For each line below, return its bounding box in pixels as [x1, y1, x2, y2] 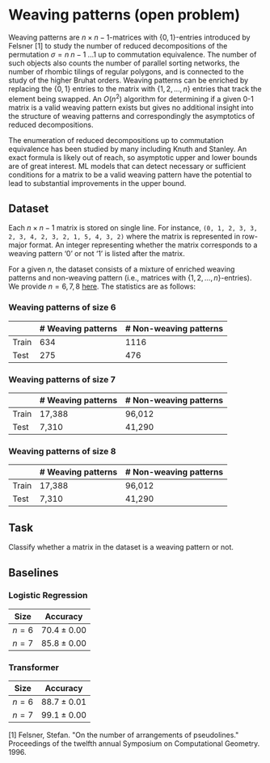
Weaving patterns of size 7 [8, 373, 116, 385]
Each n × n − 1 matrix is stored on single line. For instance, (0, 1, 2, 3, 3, [8, 223, 258, 233]
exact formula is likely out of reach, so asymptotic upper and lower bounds [8, 152, 258, 162]
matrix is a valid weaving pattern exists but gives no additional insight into [8, 103, 254, 112]
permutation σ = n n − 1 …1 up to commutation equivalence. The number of [8, 49, 257, 59]
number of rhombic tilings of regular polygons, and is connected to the [8, 66, 244, 76]
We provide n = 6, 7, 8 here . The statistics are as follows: [8, 281, 196, 292]
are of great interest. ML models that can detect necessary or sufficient [8, 161, 247, 171]
